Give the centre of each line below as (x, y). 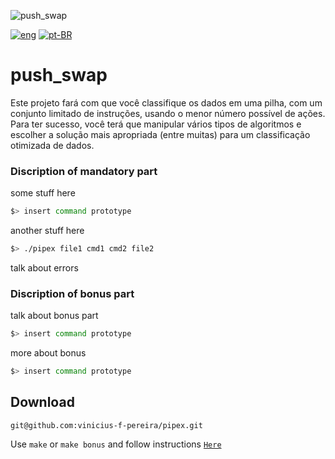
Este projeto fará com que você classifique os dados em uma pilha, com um (166, 102)
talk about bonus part (54, 316)
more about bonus (48, 353)
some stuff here (43, 193)
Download (42, 402)
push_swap (59, 75)
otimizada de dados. (52, 145)
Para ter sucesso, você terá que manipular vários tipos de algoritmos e (156, 124)
